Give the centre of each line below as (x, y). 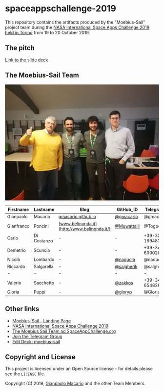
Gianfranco (18, 226)
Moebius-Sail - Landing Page (41, 321)
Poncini (41, 226)
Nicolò (14, 260)
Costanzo (43, 240)
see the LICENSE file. (25, 374)
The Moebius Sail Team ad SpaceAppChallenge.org (64, 331)
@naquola (125, 260)
